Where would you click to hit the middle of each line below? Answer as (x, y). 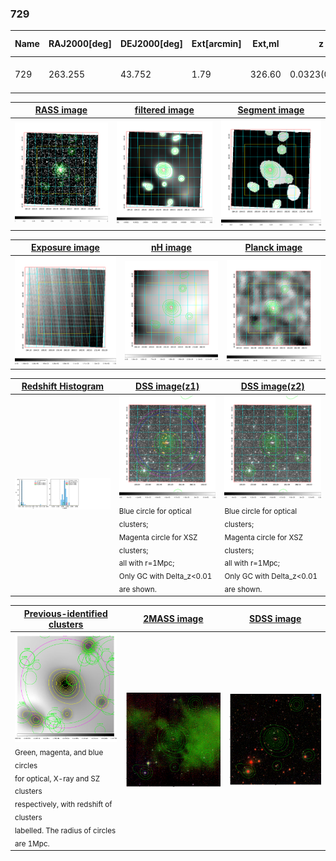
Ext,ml (266, 44)
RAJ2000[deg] (80, 44)
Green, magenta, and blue (59, 752)
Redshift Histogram (63, 386)
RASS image (61, 110)
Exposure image (65, 248)
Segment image (271, 110)
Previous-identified (65, 613)
